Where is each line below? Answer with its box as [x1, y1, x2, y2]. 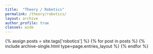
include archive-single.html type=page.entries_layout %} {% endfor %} [5, 43, 149, 49]
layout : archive [5, 16, 38, 21]
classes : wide [5, 25, 34, 30]
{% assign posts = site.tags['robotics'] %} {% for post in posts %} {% [5, 38, 145, 44]
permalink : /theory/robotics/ [5, 12, 67, 16]
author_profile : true [5, 20, 49, 26]
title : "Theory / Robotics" [5, 7, 65, 12]
